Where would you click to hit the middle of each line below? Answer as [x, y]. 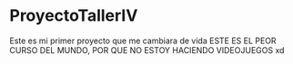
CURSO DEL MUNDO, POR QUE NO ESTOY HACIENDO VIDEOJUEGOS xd [147, 50]
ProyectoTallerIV [74, 16]
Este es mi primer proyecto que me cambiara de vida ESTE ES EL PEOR [143, 41]
